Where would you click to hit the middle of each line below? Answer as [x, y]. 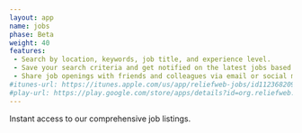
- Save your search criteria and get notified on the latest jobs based [152, 68]
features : [28, 51]
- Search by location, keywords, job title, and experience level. [142, 59]
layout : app [31, 18]
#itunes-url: [34, 84]
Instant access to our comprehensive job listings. [100, 119]
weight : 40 [30, 43]
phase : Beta [31, 34]
